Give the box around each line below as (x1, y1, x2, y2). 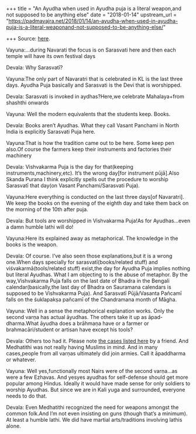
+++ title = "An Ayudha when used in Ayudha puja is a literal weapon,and (6, 5, 182, 12)
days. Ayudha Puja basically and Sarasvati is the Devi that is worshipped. (6, 82, 182, 89)
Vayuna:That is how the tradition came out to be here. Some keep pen (6, 140, 174, 146)
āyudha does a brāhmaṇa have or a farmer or (40, 320, 149, 327)
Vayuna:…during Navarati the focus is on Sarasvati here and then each (6, 46, 177, 53)
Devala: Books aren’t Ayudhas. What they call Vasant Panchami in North (6, 122, 180, 128)
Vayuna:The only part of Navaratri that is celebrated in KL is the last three (6, 76, 183, 82)
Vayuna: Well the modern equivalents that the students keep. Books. (6, 111, 171, 117)
